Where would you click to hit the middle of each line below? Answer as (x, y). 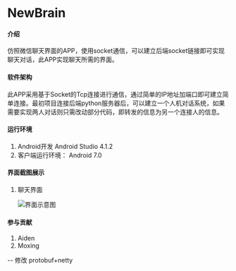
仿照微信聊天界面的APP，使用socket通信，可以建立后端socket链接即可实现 (116, 51)
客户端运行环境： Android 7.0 (60, 155)
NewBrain (37, 13)
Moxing (29, 246)
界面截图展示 (26, 173)
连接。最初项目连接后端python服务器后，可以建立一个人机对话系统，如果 (119, 103)
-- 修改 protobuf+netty (40, 260)
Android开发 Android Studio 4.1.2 (65, 146)
